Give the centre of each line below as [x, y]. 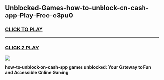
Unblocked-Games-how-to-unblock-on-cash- [77, 8]
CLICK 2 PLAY [22, 48]
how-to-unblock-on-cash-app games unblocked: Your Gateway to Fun [78, 67]
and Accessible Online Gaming [37, 72]
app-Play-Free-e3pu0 [39, 16]
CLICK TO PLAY [24, 30]
